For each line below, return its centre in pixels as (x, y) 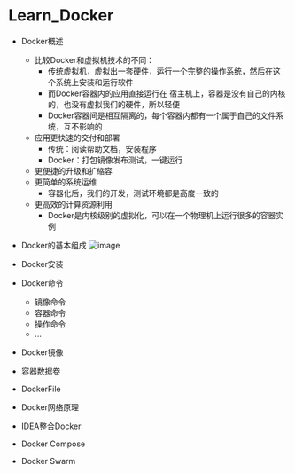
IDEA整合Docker (51, 426)
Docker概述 (42, 41)
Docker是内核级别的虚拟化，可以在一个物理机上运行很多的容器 (162, 215)
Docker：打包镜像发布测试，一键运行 (115, 160)
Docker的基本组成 (54, 245)
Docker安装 (42, 264)
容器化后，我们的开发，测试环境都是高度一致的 (133, 193)
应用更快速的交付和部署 (77, 138)
